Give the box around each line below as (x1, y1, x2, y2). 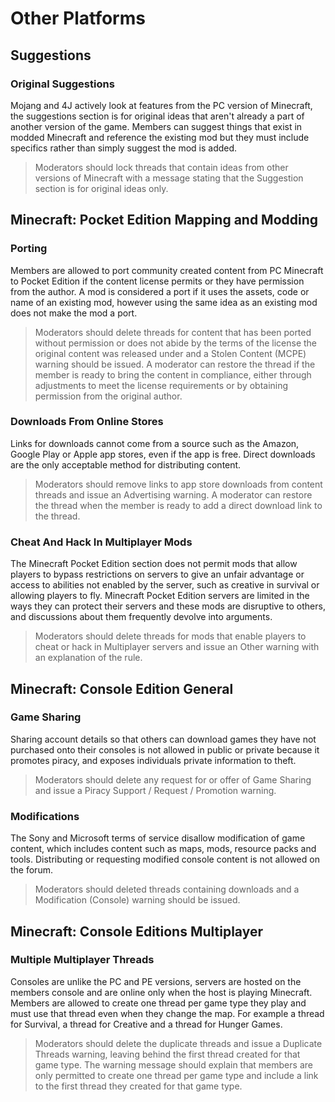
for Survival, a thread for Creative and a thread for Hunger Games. (10, 1018, 283, 1030)
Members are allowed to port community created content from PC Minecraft (10, 264, 324, 276)
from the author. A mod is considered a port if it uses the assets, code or (10, 285, 310, 297)
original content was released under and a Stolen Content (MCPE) (34, 347, 307, 359)
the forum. (10, 864, 53, 876)
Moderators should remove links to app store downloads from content (34, 478, 323, 490)
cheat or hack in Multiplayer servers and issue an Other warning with (34, 641, 320, 653)
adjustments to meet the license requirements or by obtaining (34, 379, 289, 391)
